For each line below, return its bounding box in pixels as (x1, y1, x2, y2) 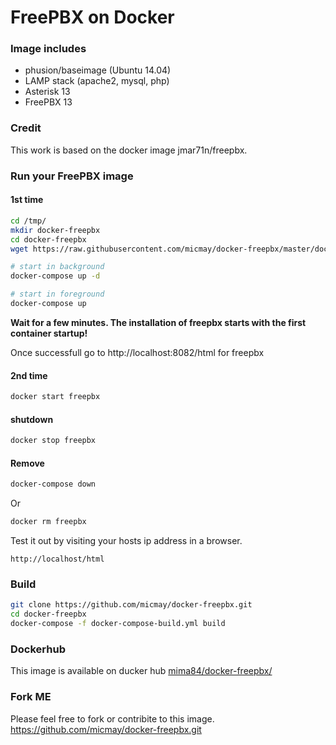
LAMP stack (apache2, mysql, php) (24, 75, 170, 87)
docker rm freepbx (10, 517, 87, 527)
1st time (10, 194, 44, 206)
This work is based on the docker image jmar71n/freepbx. (10, 144, 248, 156)
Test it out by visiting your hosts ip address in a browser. (10, 535, 243, 547)
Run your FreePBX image (10, 169, 134, 183)
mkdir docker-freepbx (10, 225, 101, 235)
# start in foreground (10, 289, 105, 300)
